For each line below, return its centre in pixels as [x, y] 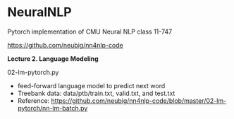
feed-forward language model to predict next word [91, 85]
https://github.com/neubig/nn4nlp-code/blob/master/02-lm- [139, 100]
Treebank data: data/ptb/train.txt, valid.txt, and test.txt [96, 93]
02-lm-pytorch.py [33, 72]
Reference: [33, 100]
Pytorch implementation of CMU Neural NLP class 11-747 [90, 31]
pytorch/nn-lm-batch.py [53, 108]
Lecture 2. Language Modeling [53, 58]
